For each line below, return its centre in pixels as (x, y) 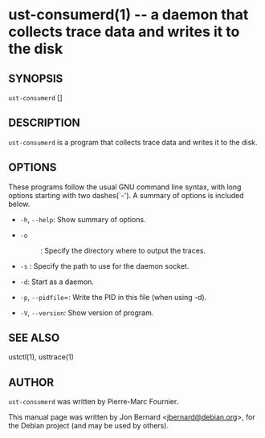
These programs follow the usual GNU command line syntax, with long (125, 187)
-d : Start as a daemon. (57, 282)
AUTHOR (31, 382)
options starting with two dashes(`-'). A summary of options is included (126, 195)
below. (19, 204)
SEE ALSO (34, 338)
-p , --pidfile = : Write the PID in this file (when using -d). (113, 297)
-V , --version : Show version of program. (87, 312)
